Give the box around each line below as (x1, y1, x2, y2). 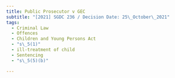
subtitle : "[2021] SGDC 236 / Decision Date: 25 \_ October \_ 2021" (6, 14, 170, 20)
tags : (6, 19, 19, 25)
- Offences (11, 30, 38, 36)
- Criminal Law (11, 25, 49, 31)
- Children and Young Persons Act (11, 36, 96, 42)
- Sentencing (11, 52, 44, 58)
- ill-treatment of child (11, 47, 75, 53)
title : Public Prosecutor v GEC (6, 8, 85, 15)
